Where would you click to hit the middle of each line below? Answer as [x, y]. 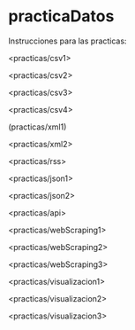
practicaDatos [61, 16]
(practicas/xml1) [37, 127]
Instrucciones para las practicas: [67, 41]
